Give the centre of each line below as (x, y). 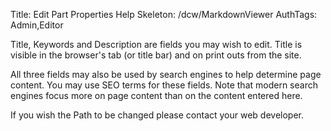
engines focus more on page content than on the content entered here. (156, 95)
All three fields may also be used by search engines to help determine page (166, 74)
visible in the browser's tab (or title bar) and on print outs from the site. (156, 55)
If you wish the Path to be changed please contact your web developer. (157, 115)
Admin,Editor (37, 25)
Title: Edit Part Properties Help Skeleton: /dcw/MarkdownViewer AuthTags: (164, 14)
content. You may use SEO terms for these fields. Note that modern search (164, 85)
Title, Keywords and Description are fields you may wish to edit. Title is (156, 44)
